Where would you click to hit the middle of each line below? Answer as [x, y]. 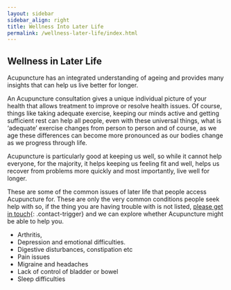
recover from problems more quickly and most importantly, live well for [109, 171]
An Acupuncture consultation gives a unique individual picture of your [107, 99]
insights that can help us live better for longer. [73, 85]
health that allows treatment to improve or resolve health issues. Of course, [114, 106]
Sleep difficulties [41, 279]
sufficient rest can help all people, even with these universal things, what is [114, 121]
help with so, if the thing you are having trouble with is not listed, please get [115, 207]
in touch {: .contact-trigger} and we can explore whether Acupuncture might [115, 214]
